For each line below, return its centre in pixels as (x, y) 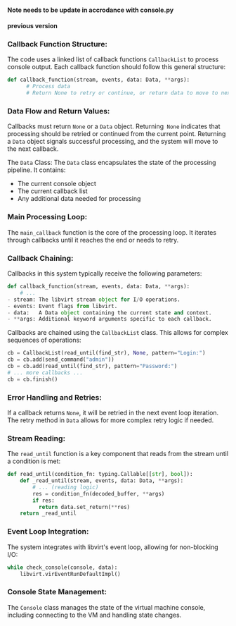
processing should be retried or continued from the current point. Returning (117, 134)
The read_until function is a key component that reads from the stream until (118, 454)
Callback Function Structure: (57, 44)
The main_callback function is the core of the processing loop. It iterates (112, 232)
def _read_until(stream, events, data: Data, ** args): (102, 481)
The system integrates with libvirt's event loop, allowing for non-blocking (113, 547)
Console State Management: (57, 592)
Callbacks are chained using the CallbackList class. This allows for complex (118, 333)
